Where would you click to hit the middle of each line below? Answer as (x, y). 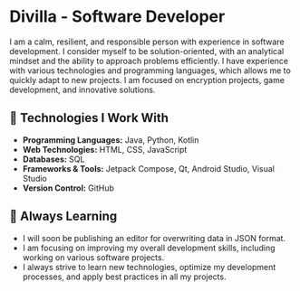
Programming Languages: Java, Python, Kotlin (111, 140)
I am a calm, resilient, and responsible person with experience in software (147, 42)
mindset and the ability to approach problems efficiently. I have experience (149, 61)
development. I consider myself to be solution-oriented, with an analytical (147, 51)
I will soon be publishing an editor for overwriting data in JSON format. (154, 238)
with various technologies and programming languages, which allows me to (150, 70)
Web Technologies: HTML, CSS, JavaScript (105, 149)
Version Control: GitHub (68, 188)
